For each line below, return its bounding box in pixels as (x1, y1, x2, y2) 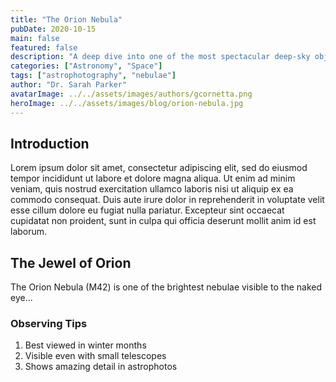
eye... (10, 292, 33, 304)
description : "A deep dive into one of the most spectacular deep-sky (10, 52, 311, 62)
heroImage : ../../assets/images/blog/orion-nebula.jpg (10, 98, 244, 108)
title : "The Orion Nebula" (10, 14, 123, 25)
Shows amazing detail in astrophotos (24, 361, 178, 373)
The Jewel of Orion (10, 254, 132, 271)
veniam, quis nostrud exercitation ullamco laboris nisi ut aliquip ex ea (10, 183, 294, 195)
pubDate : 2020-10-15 (10, 24, 97, 34)
